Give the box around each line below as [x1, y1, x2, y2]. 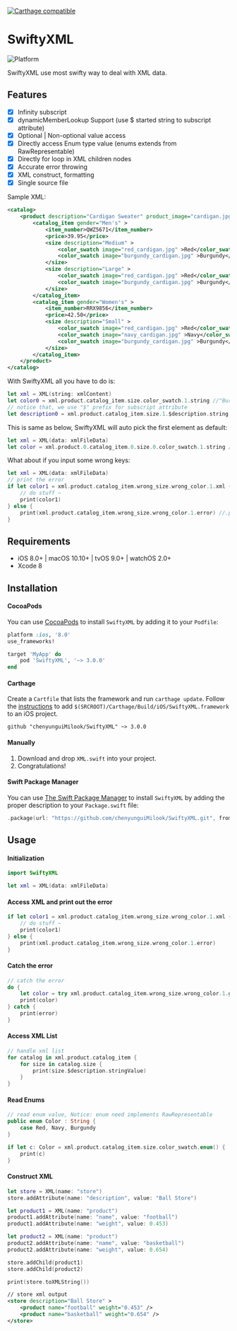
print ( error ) [20, 1010, 59, 1017]
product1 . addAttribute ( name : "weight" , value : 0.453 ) [7, 1220, 169, 1228]
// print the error [7, 476, 65, 483]
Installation [7, 582, 58, 594]
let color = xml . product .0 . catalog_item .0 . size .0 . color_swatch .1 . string [7, 443, 226, 450]
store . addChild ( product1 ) [7, 1259, 83, 1266]
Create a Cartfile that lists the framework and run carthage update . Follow [7, 695, 225, 703]
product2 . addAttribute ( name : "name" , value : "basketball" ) [7, 1240, 185, 1247]
